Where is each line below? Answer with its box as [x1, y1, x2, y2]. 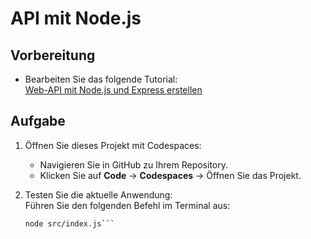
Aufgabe [10, 113, 66, 130]
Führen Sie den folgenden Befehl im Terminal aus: [24, 199, 231, 211]
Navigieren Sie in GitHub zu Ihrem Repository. [39, 158, 228, 171]
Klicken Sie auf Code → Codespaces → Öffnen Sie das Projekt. [39, 169, 302, 181]
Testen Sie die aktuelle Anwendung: [24, 188, 173, 201]
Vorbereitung [10, 47, 96, 64]
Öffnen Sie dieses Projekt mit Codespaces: [24, 139, 202, 151]
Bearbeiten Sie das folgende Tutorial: [24, 73, 178, 85]
